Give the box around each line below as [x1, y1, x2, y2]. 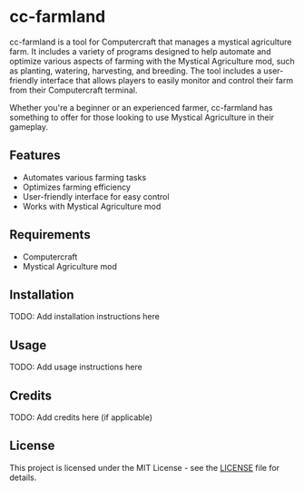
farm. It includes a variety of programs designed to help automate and [9, 45, 271, 56]
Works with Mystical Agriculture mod [22, 201, 162, 211]
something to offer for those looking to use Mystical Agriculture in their [9, 112, 275, 122]
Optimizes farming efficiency [22, 181, 132, 192]
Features [9, 148, 61, 163]
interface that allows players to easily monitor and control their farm [40, 74, 293, 85]
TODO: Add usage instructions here [9, 361, 142, 373]
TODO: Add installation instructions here [9, 311, 161, 322]
